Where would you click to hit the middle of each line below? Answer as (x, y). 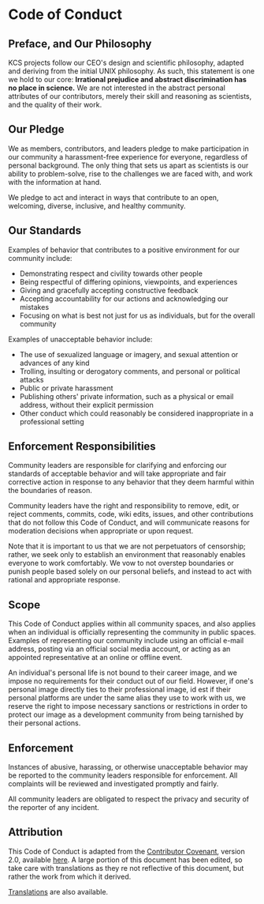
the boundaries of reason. (50, 491)
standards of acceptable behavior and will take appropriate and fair (117, 474)
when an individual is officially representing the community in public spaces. (132, 632)
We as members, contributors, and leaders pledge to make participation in (129, 149)
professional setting (52, 421)
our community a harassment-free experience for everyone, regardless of (128, 156)
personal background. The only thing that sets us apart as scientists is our (128, 165)
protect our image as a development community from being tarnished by (126, 715)
